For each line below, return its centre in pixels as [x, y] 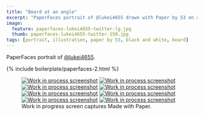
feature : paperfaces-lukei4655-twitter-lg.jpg [72, 29]
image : [15, 23]
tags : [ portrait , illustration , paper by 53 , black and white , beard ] [97, 40]
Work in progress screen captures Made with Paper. [87, 106]
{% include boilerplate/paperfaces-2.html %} [63, 69]
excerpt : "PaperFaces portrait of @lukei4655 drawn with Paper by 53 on [100, 18]
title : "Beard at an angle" [42, 12]
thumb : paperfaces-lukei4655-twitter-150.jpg [70, 34]
